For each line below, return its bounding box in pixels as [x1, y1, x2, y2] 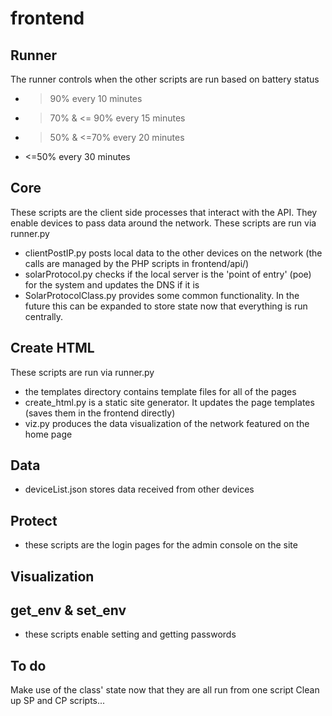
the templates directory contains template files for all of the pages [24, 385, 297, 397]
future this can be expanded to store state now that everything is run [24, 300, 308, 312]
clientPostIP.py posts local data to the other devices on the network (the [24, 247, 323, 259]
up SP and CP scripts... [10, 695, 106, 707]
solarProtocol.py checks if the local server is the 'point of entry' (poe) [24, 268, 312, 280]
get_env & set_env [10, 602, 127, 619]
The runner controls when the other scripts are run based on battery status [10, 73, 320, 85]
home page [24, 428, 73, 440]
